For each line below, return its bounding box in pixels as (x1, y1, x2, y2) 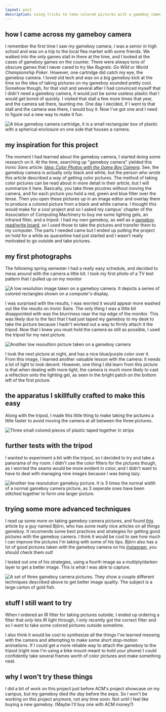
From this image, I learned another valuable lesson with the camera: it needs (5, 356, 161, 362)
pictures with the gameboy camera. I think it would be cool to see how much (5, 534, 161, 539)
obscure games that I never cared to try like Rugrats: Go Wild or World (5, 64, 148, 70)
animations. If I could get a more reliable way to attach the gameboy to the (5, 642, 157, 648)
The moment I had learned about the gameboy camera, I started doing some (5, 154, 161, 160)
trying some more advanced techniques (5, 505, 131, 513)
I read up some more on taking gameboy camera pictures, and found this (5, 518, 154, 524)
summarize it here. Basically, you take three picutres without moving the (5, 185, 152, 191)
